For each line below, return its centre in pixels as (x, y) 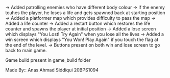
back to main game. (26, 50)
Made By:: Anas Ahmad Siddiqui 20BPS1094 (52, 70)
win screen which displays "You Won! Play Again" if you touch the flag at (82, 40)
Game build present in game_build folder (48, 60)
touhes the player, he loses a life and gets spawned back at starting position (85, 13)
